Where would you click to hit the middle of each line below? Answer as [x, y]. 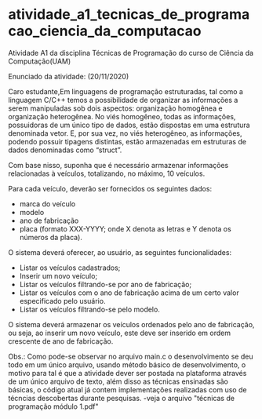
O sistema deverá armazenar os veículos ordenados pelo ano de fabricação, [131, 324]
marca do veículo [47, 204]
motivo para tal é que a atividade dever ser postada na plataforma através [127, 373]
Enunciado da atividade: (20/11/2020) [69, 76]
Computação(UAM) [40, 61]
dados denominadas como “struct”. [65, 150]
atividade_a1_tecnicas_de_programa [129, 15]
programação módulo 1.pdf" [53, 406]
